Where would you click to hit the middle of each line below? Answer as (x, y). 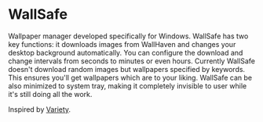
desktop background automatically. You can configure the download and (126, 52)
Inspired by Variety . (40, 109)
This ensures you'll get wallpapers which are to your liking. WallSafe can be (130, 77)
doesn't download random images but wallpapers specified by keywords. (127, 69)
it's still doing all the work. (50, 94)
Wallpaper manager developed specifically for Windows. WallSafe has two (128, 36)
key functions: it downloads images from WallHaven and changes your (122, 44)
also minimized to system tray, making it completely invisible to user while (128, 86)
